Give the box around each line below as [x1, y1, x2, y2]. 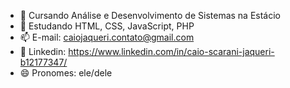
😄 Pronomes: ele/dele [19, 67, 113, 79]
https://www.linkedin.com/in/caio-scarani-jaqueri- [68, 46, 275, 57]
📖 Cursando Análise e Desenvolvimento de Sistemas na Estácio [19, 10, 282, 21]
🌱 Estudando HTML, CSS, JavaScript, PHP [19, 20, 195, 32]
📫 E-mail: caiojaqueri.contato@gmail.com [19, 31, 195, 43]
